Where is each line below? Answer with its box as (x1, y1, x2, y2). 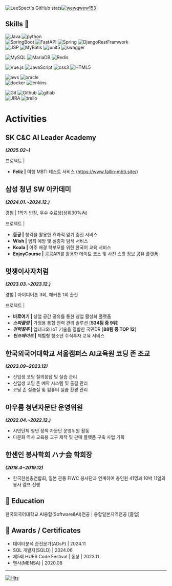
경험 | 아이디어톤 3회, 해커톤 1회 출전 (5, 292, 78, 298)
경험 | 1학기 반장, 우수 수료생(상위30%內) (5, 210, 88, 216)
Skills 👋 (5, 20, 29, 28)
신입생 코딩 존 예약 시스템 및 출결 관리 (12, 380, 88, 386)
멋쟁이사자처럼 (5, 267, 49, 276)
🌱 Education (5, 497, 45, 505)
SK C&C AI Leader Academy (5, 134, 96, 142)
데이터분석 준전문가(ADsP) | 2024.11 (12, 540, 86, 546)
